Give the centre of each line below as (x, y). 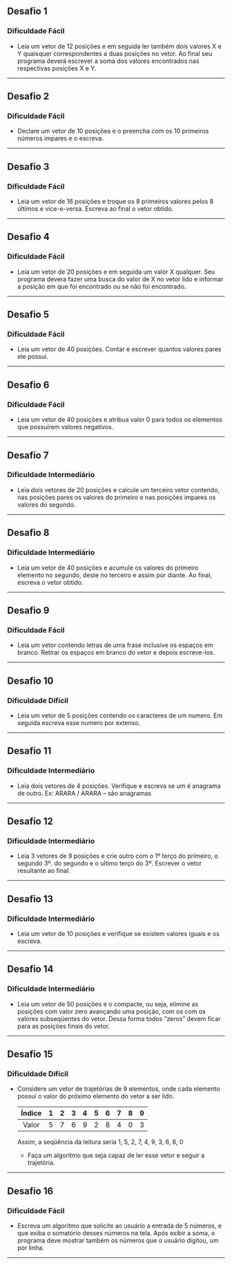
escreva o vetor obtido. (50, 582)
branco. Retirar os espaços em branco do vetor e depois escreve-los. (116, 653)
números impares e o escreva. (60, 138)
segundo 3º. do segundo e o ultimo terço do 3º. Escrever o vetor (109, 863)
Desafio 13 (30, 899)
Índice (31, 1114)
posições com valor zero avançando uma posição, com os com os (111, 1011)
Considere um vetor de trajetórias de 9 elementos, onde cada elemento (119, 1089)
